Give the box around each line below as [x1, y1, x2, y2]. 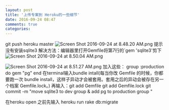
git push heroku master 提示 [5, 41, 163, 47]
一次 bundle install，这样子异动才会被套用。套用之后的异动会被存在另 [14, 76, 159, 82]
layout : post [5, 7, 33, 13]
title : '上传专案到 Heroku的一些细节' [5, 12, 80, 17]
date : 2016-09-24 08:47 [5, 17, 56, 22]
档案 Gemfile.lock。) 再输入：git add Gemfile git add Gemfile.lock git [9, 82, 151, 89]
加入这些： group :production [102, 64, 164, 70]
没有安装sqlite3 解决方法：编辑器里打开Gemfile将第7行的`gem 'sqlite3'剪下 [5, 47, 162, 53]
